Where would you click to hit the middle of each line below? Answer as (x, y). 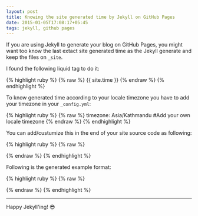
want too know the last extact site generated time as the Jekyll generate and (99, 51)
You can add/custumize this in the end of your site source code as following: (99, 133)
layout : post (22, 11)
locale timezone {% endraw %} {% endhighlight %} (68, 122)
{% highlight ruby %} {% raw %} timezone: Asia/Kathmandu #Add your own (98, 115)
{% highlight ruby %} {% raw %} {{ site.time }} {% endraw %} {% (85, 80)
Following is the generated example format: (59, 167)
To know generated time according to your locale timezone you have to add (98, 98)
